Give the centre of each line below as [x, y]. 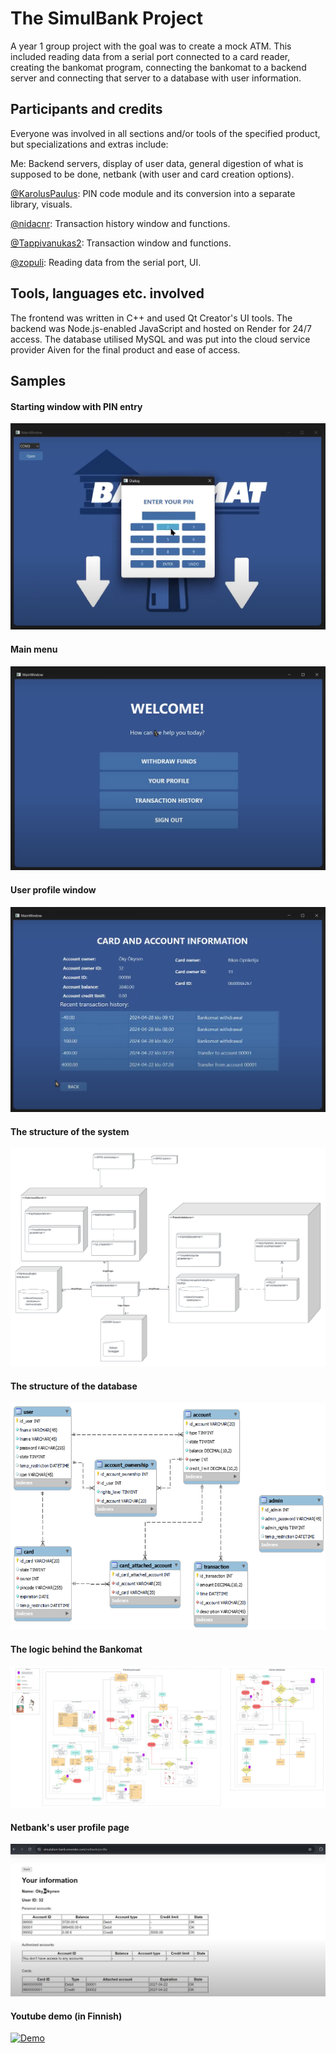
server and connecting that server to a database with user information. [156, 78]
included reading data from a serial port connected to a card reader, [150, 56]
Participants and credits [86, 109]
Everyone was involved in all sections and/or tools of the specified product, [165, 133]
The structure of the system [70, 1131]
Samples [38, 380]
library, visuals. [41, 204]
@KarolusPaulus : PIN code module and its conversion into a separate [153, 193]
